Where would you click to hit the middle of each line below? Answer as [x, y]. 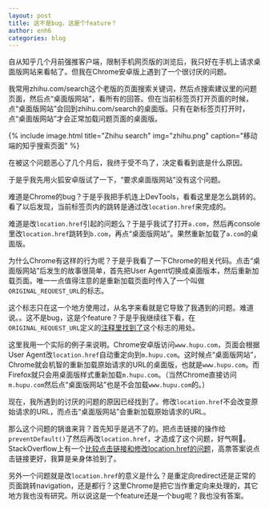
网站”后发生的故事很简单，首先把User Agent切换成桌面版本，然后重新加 [141, 271]
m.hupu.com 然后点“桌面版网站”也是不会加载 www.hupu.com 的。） [109, 385]
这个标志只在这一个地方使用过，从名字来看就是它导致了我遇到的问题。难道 [131, 308]
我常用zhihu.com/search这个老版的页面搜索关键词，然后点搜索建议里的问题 [133, 89]
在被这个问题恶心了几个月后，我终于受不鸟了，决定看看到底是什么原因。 [127, 163]
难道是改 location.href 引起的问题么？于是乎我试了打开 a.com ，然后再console [134, 224]
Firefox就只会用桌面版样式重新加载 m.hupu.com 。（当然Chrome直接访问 [123, 375]
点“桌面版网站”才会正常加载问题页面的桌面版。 [85, 119]
